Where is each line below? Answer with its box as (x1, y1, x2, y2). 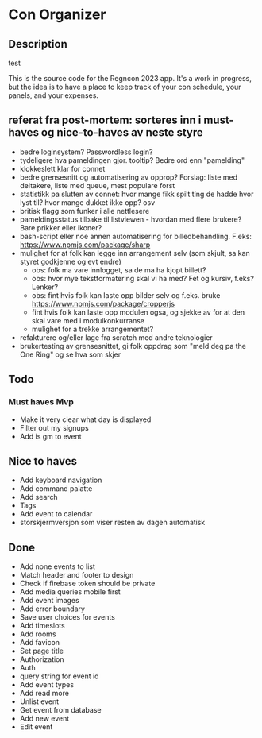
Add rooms (19, 629, 57, 639)
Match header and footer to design (19, 570, 134, 580)
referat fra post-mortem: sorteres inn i (8, 114, 202, 127)
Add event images (19, 596, 79, 605)
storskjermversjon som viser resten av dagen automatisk (19, 518, 206, 527)
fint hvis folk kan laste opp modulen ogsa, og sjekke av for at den (31, 307, 245, 317)
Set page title (19, 646, 64, 656)
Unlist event (19, 697, 60, 706)
